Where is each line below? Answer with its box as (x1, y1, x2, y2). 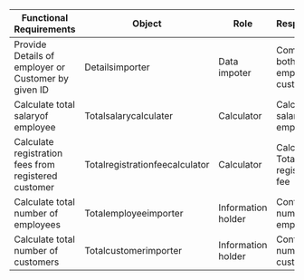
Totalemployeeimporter (84, 208, 184, 219)
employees (14, 218, 62, 230)
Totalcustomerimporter (84, 245, 183, 256)
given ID (14, 83, 50, 96)
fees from (14, 159, 56, 170)
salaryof (14, 110, 49, 121)
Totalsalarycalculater (84, 110, 174, 121)
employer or (14, 61, 66, 73)
